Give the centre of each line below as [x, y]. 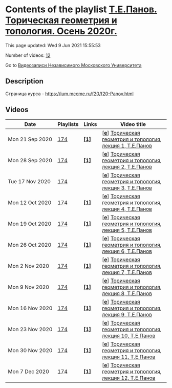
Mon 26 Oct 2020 [30, 245]
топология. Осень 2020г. [61, 31]
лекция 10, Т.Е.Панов [129, 335]
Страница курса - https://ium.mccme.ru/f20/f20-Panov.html [70, 94]
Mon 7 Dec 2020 [29, 371]
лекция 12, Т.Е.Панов [129, 378]
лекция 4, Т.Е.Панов [127, 209]
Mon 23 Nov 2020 [30, 329]
